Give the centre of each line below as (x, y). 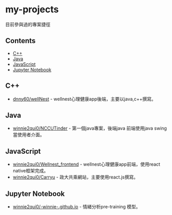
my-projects (32, 10)
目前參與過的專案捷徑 (28, 24)
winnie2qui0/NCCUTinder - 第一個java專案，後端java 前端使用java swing (90, 128)
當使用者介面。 (28, 135)
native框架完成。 (31, 171)
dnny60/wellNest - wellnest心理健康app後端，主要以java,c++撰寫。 (84, 99)
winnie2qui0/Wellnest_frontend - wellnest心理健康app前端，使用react (87, 164)
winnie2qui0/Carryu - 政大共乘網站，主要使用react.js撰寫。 (75, 177)
